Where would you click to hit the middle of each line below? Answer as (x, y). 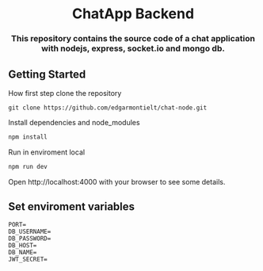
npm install (28, 137)
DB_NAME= (23, 253)
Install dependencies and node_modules (74, 122)
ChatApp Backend (133, 14)
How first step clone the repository (65, 93)
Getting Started (47, 74)
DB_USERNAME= (30, 232)
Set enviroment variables (72, 207)
